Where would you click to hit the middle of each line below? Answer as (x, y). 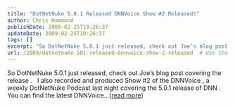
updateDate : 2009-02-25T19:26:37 (56, 33)
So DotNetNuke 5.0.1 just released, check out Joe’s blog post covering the (114, 73)
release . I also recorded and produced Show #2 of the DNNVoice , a (108, 80)
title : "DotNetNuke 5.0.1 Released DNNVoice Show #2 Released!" (103, 14)
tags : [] (20, 40)
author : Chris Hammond (40, 20)
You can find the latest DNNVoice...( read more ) (76, 95)
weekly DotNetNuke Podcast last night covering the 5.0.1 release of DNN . (114, 88)
